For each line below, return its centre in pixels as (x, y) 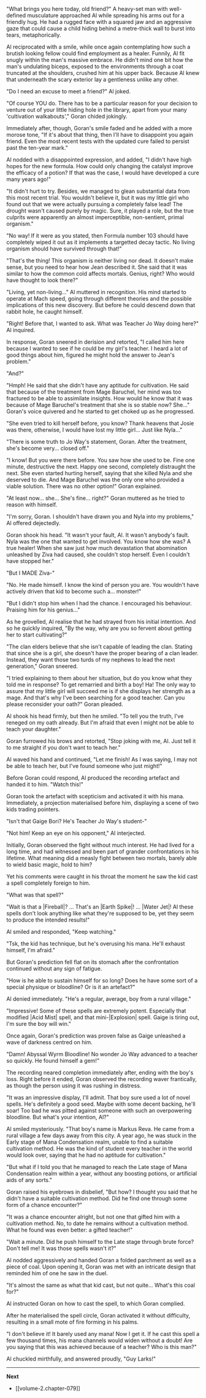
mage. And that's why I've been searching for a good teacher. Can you (96, 697)
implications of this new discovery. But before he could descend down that (101, 305)
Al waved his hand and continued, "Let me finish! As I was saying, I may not (102, 759)
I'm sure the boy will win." (39, 1024)
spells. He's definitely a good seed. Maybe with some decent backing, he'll (101, 1104)
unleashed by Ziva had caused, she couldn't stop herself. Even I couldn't (98, 554)
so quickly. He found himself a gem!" (53, 1061)
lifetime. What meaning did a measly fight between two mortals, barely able (102, 858)
